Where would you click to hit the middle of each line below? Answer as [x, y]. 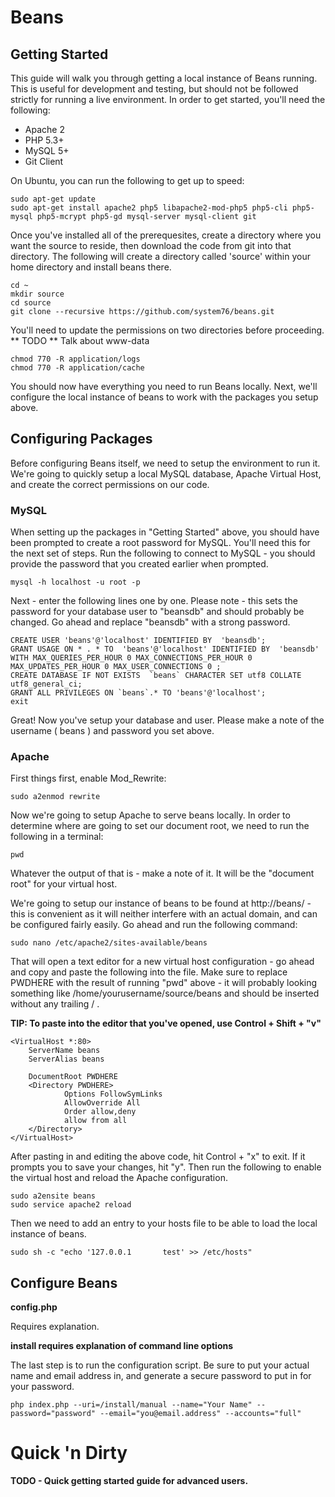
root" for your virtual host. [64, 884]
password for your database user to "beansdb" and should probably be [157, 612]
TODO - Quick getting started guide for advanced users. [129, 1481]
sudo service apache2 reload [71, 1205]
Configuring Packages [81, 439]
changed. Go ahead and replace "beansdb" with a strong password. [150, 622]
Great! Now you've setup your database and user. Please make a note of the [167, 720]
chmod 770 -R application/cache [77, 368]
